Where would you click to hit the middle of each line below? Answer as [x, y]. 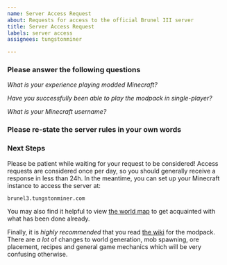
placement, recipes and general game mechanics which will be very [104, 246]
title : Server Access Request [51, 26]
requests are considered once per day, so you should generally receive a [111, 171]
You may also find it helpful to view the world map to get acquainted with [111, 211]
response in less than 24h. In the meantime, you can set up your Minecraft [113, 178]
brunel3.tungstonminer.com [46, 198]
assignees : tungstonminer [44, 40]
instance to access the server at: [54, 185]
